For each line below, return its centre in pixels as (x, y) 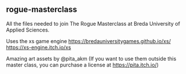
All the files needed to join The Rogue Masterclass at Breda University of (93, 23)
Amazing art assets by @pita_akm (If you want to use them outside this (91, 58)
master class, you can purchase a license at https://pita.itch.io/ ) (83, 65)
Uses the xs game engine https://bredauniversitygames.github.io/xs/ (88, 41)
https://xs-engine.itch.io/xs (38, 47)
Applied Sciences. (28, 30)
